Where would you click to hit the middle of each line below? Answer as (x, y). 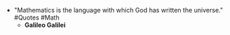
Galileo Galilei (45, 25)
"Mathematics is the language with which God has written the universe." (119, 10)
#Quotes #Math (37, 17)
